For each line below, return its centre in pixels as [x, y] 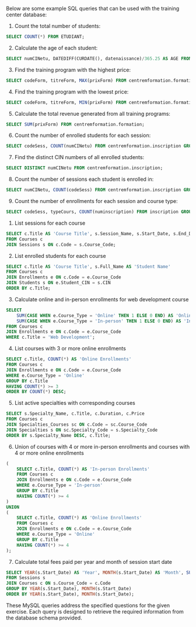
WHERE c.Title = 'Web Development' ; [50, 337]
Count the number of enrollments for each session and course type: [96, 201]
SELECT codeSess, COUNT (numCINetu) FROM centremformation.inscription [94, 146]
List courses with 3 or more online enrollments [70, 349]
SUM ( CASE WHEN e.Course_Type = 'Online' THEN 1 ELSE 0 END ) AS [95, 315]
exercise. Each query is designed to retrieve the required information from [95, 611]
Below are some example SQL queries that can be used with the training [93, 8]
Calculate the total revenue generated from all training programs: [92, 113]
